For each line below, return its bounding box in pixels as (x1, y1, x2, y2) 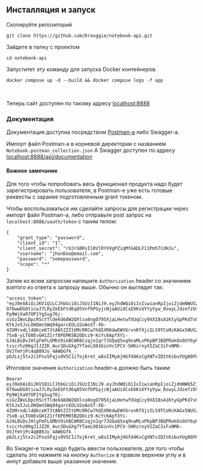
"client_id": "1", (17, 240, 63, 246)
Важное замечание (6, 166, 58, 174)
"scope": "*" (17, 262, 50, 268)
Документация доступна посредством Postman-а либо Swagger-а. (6, 128, 179, 136)
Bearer (6, 376, 23, 382)
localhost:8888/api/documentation (6, 153, 92, 160)
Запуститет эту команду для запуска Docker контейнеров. (6, 65, 157, 73)
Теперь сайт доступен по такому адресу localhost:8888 (6, 99, 150, 107)
